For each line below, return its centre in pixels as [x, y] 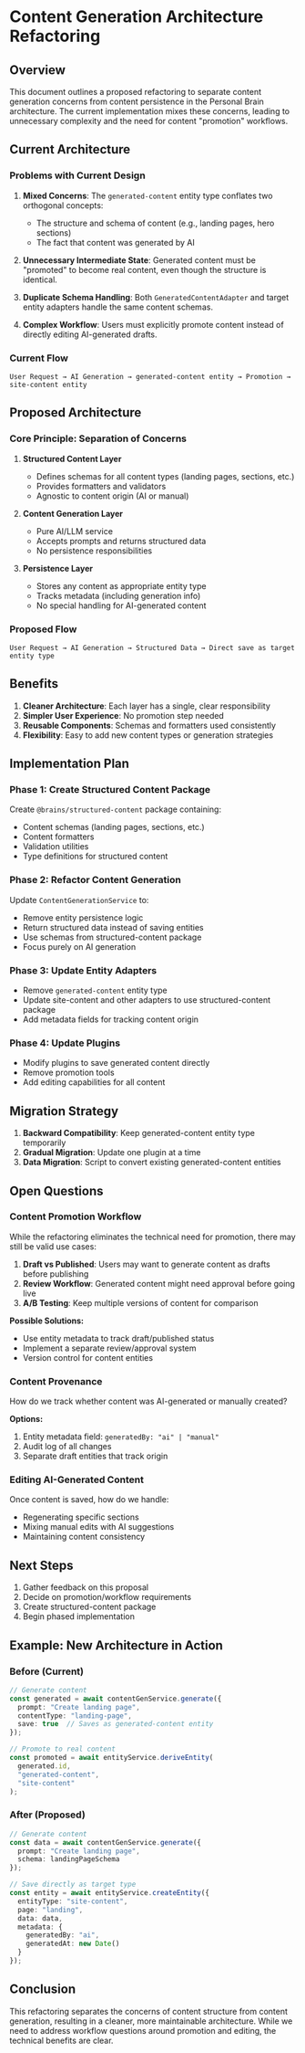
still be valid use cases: [53, 1246]
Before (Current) [47, 1671]
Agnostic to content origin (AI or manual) [112, 496]
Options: [26, 1419]
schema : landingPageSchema [69, 1859]
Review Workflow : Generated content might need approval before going [159, 1283]
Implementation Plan [70, 764]
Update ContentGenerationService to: [79, 900]
